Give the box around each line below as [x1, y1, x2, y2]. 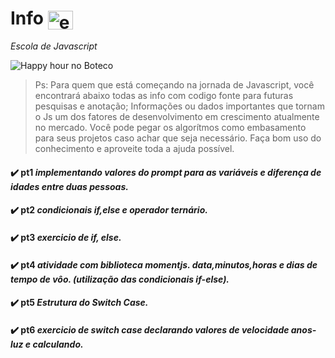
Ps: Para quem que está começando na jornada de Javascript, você [34, 79, 315, 91]
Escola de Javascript [10, 40, 98, 52]
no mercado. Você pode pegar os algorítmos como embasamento [34, 122, 307, 134]
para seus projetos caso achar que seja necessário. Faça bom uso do [34, 132, 322, 144]
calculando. [32, 338, 84, 350]
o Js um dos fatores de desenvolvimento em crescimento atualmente [34, 111, 320, 123]
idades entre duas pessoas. [10, 180, 129, 192]
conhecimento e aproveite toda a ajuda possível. [34, 143, 235, 155]
